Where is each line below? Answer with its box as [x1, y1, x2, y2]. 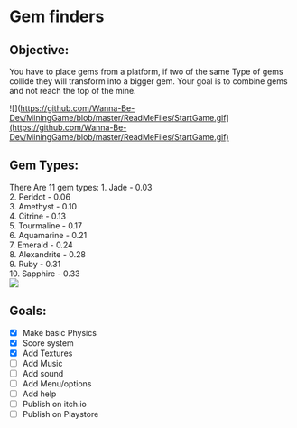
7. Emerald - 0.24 [9, 239, 74, 250]
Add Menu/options [22, 377, 92, 389]
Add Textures [22, 348, 73, 358]
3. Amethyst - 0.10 [9, 200, 78, 211]
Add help [22, 388, 57, 399]
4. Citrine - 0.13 [9, 210, 66, 221]
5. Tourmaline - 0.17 [9, 219, 83, 231]
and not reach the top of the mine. [9, 86, 137, 96]
